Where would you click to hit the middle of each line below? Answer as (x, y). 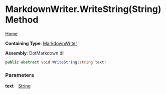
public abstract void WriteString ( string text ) (56, 62)
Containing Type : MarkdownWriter (41, 43)
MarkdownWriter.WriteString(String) (83, 9)
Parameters (20, 75)
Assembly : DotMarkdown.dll (35, 53)
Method (22, 20)
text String (18, 86)
